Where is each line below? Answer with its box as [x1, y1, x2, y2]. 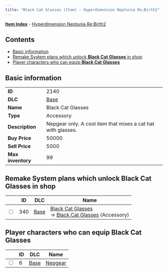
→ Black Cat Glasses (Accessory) [50, 212, 129, 219]
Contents [5, 35, 35, 44]
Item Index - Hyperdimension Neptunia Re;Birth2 [5, 21, 106, 27]
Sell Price [7, 143, 31, 150]
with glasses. [46, 127, 77, 134]
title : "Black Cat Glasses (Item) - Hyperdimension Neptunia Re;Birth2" [5, 7, 160, 12]
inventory [7, 157, 31, 164]
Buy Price [7, 135, 31, 142]
